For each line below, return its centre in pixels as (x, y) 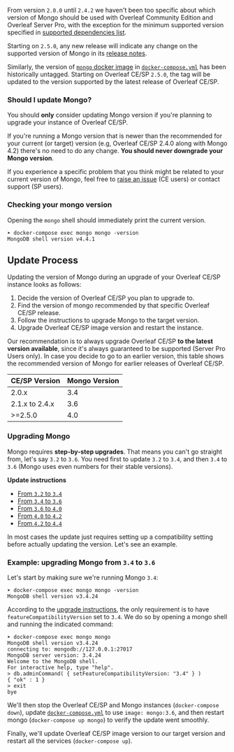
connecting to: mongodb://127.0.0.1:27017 (70, 649)
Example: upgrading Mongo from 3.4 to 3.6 (81, 562)
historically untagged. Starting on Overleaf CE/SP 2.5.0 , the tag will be (109, 74)
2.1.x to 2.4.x (32, 404)
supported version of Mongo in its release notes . (77, 53)
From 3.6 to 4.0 (39, 508)
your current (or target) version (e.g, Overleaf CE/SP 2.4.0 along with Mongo (117, 143)
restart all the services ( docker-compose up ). (70, 741)
